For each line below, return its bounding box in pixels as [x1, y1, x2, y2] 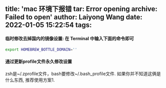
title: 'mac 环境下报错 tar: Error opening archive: [5, 5, 158, 14]
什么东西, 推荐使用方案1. [5, 77, 55, 83]
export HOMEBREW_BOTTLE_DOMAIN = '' [5, 47, 78, 52]
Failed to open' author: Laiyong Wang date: [5, 13, 143, 22]
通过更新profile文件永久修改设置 [5, 58, 72, 64]
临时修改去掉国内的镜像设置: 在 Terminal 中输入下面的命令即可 [5, 35, 134, 41]
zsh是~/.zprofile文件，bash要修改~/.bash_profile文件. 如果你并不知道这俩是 [5, 70, 161, 76]
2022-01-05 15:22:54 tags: [5, 21, 92, 29]
